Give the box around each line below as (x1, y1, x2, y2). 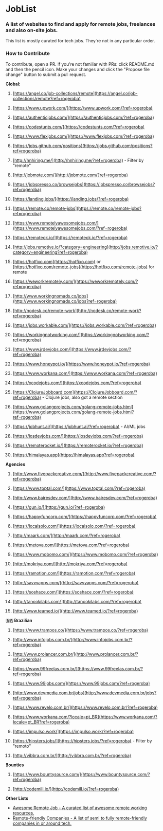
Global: (5, 81, 21, 87)
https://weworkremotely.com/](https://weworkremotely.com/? (14, 278, 138, 284)
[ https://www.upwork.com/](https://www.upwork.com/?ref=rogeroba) (12, 105, 153, 111)
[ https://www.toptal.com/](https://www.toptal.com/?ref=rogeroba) (12, 485, 145, 491)
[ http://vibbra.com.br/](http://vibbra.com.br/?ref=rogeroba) (12, 752, 131, 758)
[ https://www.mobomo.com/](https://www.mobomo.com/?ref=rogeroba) (12, 551, 159, 557)
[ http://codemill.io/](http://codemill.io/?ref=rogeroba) (12, 786, 119, 792)
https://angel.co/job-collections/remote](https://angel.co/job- (14, 90, 138, 96)
